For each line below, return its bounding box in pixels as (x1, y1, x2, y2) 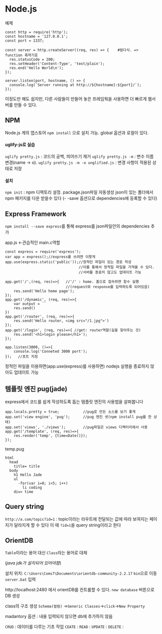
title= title (14, 464, 40, 469)
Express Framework (5, 210, 67, 218)
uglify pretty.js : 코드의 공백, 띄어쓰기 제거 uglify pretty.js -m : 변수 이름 (5, 153, 154, 159)
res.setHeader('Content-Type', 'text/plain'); (9, 61, 105, 66)
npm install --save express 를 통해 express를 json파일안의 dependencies (5, 223, 150, 229)
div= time (14, 489, 34, 494)
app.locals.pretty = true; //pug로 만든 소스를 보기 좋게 (5, 409, 136, 414)
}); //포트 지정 (5, 354, 38, 359)
